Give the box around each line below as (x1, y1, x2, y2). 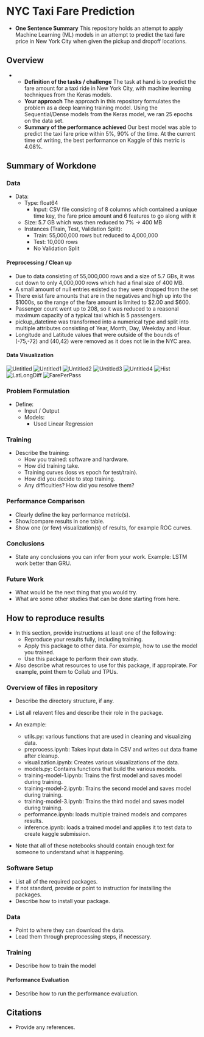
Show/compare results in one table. (15, 517, 105, 525)
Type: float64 (24, 199, 58, 207)
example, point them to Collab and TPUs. (15, 668, 118, 676)
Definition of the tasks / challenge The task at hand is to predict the (24, 78, 196, 85)
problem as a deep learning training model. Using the (24, 104, 158, 111)
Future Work (6, 575, 44, 583)
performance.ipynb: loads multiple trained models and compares (24, 811, 187, 818)
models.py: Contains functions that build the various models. (24, 766, 177, 773)
